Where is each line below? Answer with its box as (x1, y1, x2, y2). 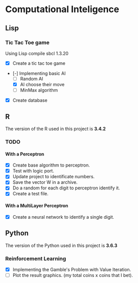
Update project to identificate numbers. (12, 174, 95, 180)
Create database (12, 97, 48, 103)
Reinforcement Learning (5, 255, 67, 262)
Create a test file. (12, 191, 49, 197)
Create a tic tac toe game (12, 60, 66, 66)
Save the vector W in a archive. (12, 179, 78, 185)
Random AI (20, 75, 43, 82)
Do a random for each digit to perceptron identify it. (12, 185, 120, 191)
